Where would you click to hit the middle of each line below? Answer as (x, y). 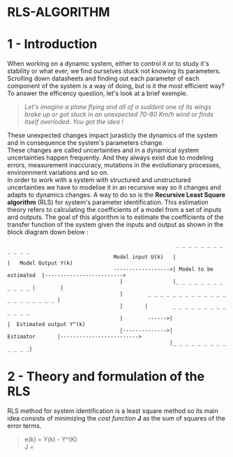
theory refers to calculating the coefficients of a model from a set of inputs (114, 210)
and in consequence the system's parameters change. (85, 143)
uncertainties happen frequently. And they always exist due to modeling (111, 157)
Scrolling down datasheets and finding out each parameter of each (104, 78)
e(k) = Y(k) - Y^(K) (51, 440)
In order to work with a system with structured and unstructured (99, 180)
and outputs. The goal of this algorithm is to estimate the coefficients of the (115, 217)
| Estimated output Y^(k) (46, 325)
